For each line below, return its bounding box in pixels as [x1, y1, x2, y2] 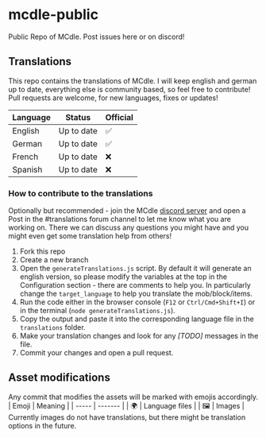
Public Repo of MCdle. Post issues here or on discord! [8, 32, 185, 41]
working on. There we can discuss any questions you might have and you [8, 223, 249, 232]
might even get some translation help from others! [8, 231, 172, 241]
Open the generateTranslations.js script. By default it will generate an [19, 264, 252, 273]
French [12, 151, 39, 162]
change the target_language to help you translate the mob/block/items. [19, 289, 253, 299]
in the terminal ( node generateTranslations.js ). [19, 306, 176, 316]
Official [105, 111, 133, 122]
